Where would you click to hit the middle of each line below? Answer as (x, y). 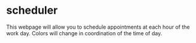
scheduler (32, 10)
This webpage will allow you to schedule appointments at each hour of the (98, 27)
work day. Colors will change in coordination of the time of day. (84, 33)
